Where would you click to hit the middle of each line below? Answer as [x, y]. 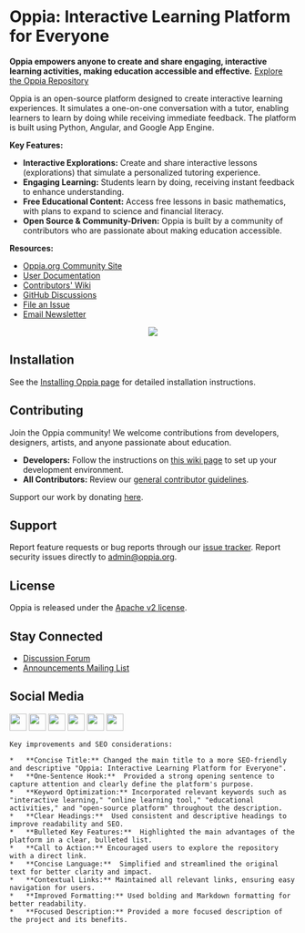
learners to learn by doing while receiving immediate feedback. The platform [153, 118]
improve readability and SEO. [67, 824]
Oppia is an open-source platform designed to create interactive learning [146, 98]
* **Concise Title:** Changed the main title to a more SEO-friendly [148, 760]
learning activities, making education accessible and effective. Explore [146, 71]
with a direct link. [49, 856]
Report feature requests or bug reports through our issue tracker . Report [145, 548]
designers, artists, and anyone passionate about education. [121, 442]
